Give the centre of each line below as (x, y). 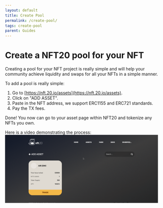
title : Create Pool (25, 15)
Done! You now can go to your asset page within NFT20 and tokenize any (79, 118)
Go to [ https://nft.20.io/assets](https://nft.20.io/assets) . (67, 93)
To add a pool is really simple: (35, 84)
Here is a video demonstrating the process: (48, 132)
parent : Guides (20, 31)
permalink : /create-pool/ (31, 20)
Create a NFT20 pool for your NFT (74, 55)
